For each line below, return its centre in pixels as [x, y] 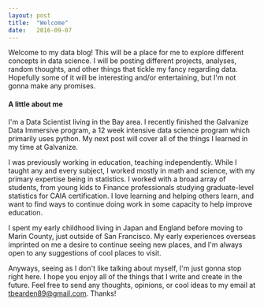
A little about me [35, 104]
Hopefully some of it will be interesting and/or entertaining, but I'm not [122, 78]
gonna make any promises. [52, 86]
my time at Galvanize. [43, 147]
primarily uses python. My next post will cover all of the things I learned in [128, 138]
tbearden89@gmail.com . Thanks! [62, 293]
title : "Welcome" [38, 23]
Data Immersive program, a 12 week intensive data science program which [129, 130]
